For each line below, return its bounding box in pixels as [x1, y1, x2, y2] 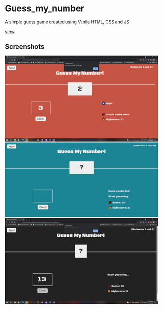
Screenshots [5, 42, 45, 51]
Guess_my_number [5, 3, 84, 14]
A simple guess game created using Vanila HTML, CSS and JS [5, 19, 130, 25]
